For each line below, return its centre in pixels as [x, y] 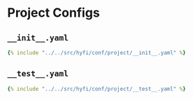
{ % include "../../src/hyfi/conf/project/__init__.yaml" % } [97, 53]
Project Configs [53, 13]
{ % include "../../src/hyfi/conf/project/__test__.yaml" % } [97, 89]
